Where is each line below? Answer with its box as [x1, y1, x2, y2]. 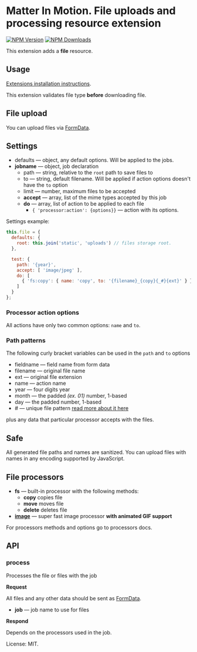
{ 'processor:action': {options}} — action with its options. [32, 207, 179, 214]
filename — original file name [14, 367, 86, 374]
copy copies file [23, 494, 63, 501]
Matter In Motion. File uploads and [6, 4, 176, 18]
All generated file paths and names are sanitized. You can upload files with [6, 449, 186, 456]
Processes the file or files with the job [6, 572, 97, 579]
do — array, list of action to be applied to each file [23, 200, 145, 207]
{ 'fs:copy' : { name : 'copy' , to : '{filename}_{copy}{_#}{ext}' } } [21, 278, 193, 284]
